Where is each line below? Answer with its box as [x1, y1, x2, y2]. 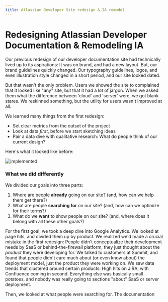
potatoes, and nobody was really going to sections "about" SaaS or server [5, 276, 159, 282]
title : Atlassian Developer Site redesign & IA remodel [5, 7, 125, 13]
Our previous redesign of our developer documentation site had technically [5, 56, 161, 62]
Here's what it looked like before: [5, 148, 74, 155]
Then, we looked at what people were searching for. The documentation [5, 291, 155, 297]
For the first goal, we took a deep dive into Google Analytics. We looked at [5, 228, 159, 234]
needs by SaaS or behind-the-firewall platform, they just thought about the [5, 244, 160, 250]
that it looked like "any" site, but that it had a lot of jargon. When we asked [5, 87, 159, 93]
